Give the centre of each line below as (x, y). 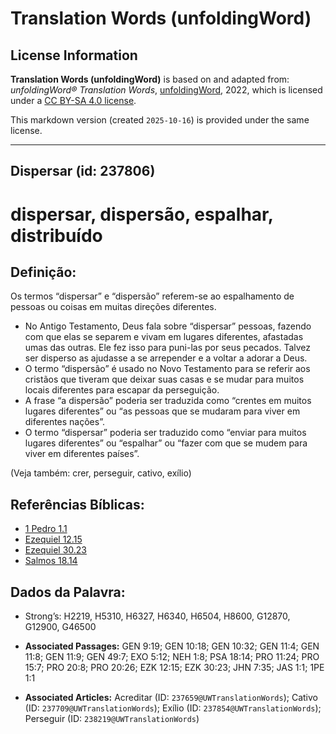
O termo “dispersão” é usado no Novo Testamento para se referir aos (167, 369)
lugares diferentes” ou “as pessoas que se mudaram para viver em (162, 411)
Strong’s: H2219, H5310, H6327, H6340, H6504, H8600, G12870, (157, 616)
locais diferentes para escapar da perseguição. (122, 390)
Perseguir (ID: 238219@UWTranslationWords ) (112, 719)
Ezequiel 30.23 (55, 550)
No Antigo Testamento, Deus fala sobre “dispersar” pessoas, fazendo (168, 326)
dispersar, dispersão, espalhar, (142, 214)
